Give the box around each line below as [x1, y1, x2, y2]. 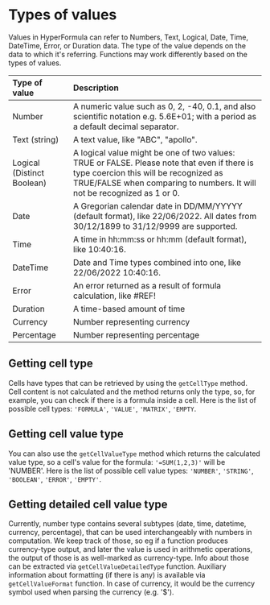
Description [72, 82, 119, 93]
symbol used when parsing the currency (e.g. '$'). [8, 587, 174, 597]
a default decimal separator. [72, 121, 179, 132]
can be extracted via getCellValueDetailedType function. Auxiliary [8, 561, 227, 571]
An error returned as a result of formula [72, 280, 222, 291]
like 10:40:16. [72, 243, 126, 255]
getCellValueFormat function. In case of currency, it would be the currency [8, 578, 256, 589]
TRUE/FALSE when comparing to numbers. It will [72, 177, 256, 189]
